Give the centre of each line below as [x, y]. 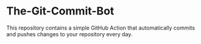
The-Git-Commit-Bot [60, 11]
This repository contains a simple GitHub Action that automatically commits [101, 28]
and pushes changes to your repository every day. [69, 34]
